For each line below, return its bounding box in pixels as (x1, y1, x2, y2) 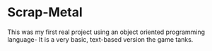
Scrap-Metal (7, 4, 83, 21)
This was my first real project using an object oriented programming (7, 28, 206, 36)
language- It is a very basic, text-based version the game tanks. (7, 35, 194, 43)
